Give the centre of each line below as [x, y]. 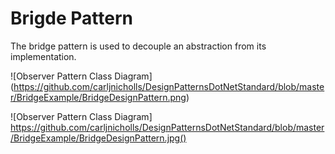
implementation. [43, 56]
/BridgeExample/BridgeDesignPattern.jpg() [98, 138]
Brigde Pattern [71, 18]
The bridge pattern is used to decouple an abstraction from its [138, 46]
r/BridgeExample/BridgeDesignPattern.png [98, 97]
